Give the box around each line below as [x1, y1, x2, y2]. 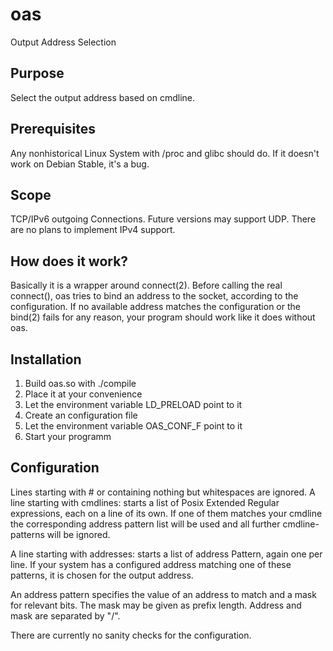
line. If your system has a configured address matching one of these [10, 558, 292, 570]
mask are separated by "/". [10, 609, 121, 622]
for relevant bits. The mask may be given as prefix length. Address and [10, 599, 302, 611]
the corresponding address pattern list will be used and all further [10, 518, 281, 530]
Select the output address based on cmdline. [10, 91, 196, 103]
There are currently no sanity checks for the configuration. [10, 629, 252, 641]
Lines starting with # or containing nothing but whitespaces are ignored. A [10, 486, 316, 498]
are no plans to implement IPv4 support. [10, 224, 176, 236]
